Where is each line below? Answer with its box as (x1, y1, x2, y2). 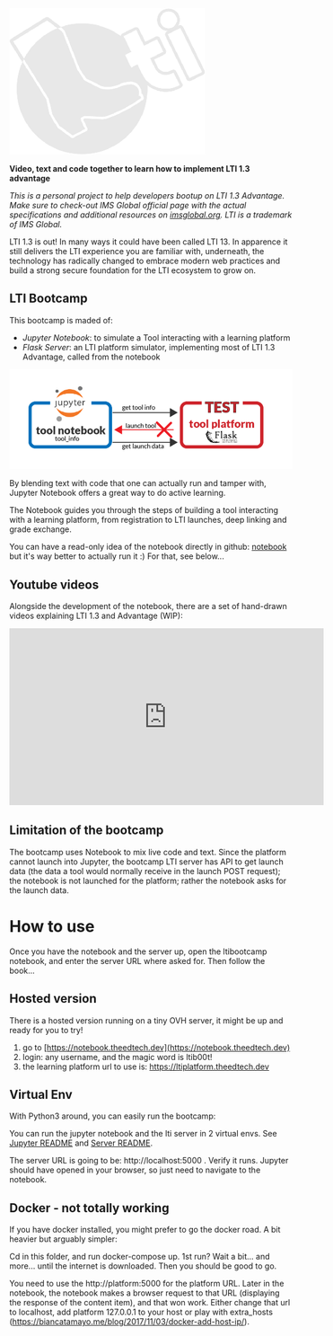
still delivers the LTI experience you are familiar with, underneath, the (9, 246, 265, 256)
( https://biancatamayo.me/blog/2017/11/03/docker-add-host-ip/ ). (9, 1316, 250, 1327)
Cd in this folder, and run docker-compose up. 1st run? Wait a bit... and (9, 1252, 271, 1262)
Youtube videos (9, 577, 100, 592)
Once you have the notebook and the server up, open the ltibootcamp (9, 946, 267, 957)
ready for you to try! (9, 1024, 83, 1035)
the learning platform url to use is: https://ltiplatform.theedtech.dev (22, 1061, 269, 1072)
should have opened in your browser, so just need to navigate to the (9, 1164, 261, 1175)
